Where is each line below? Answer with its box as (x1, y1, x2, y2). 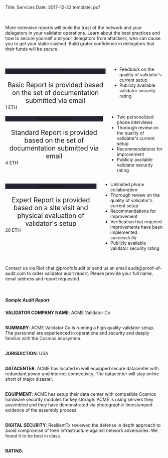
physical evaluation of (17, 211, 85, 220)
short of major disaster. (5, 376, 54, 382)
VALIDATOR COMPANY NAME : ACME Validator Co (5, 310, 111, 316)
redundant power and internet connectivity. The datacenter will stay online (5, 371, 159, 377)
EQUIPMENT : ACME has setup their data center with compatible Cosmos (5, 391, 156, 397)
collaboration (110, 187, 138, 193)
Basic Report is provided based (7, 80, 104, 89)
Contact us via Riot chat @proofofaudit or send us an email (5, 265, 127, 271)
